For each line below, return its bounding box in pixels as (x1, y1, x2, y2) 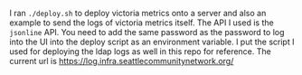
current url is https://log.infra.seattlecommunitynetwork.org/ (9, 56, 234, 66)
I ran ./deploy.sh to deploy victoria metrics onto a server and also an (9, 8, 267, 18)
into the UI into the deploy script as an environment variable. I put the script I (9, 36, 295, 47)
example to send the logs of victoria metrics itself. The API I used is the (9, 17, 274, 28)
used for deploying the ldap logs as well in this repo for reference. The (9, 46, 271, 57)
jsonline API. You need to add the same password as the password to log (9, 27, 285, 37)
